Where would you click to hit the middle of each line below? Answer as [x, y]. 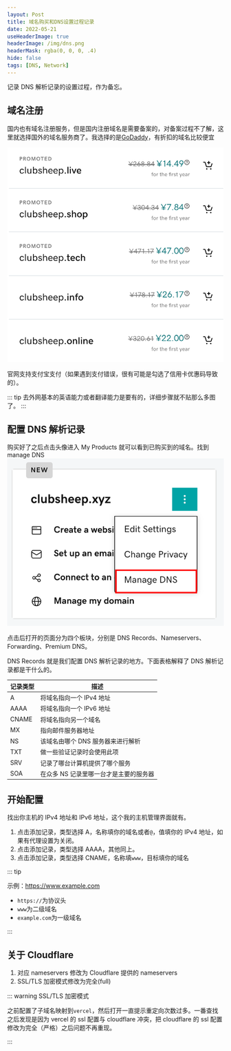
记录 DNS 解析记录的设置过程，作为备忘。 [66, 87]
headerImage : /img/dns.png [46, 44]
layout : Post [26, 14]
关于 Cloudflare [41, 955]
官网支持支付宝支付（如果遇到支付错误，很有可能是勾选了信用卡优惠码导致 [112, 374]
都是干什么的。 [34, 670]
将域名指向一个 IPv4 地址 [76, 698]
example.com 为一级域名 [49, 918]
